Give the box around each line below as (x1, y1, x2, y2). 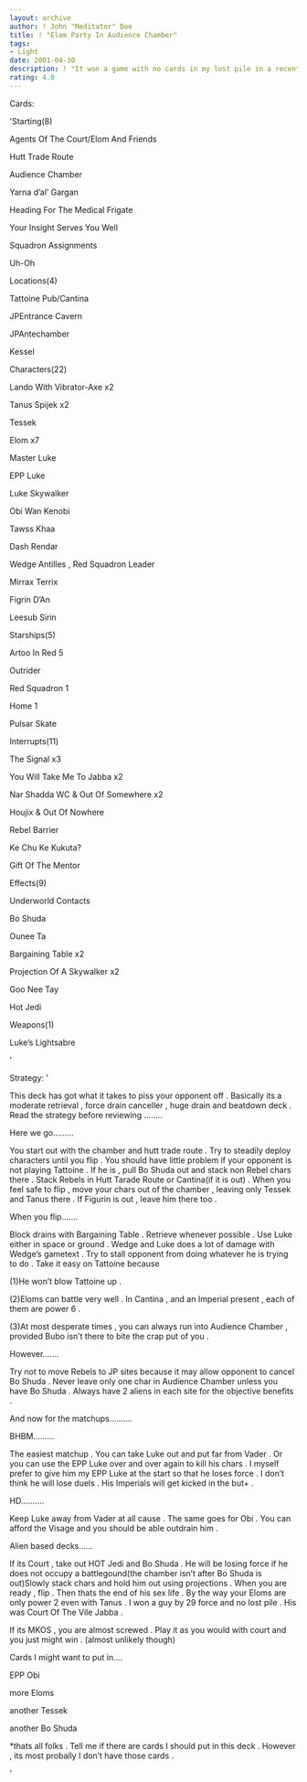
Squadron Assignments (9, 240, 98, 251)
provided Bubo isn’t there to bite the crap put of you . (9, 1330, 209, 1341)
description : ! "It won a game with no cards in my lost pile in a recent (9, 65, 301, 74)
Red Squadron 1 (9, 682, 69, 693)
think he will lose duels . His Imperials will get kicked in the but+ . (9, 1478, 254, 1489)
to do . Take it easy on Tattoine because (9, 1258, 160, 1269)
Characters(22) (9, 363, 68, 375)
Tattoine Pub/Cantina (9, 293, 90, 304)
